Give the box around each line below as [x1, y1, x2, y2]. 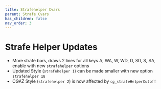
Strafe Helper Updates [5, 42, 98, 53]
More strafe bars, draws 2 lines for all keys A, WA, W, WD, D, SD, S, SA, [12, 58, 156, 64]
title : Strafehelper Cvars [5, 7, 60, 12]
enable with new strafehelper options [12, 63, 90, 69]
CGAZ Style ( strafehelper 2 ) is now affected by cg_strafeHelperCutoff [12, 78, 157, 84]
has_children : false [5, 16, 47, 21]
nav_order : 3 [5, 20, 32, 26]
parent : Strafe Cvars [5, 12, 49, 17]
